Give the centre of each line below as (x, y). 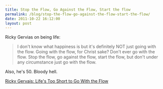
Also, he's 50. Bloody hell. (31, 72)
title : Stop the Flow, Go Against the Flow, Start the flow (68, 10)
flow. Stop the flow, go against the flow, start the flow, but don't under (88, 57)
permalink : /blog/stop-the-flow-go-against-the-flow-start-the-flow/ (78, 14)
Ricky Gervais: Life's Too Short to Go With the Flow (57, 81)
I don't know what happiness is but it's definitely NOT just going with (86, 46)
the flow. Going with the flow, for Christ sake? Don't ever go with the (86, 52)
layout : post (18, 23)
